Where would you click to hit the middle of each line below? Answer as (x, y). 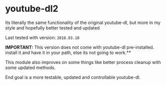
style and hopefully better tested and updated (53, 27)
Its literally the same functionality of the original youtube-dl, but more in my (83, 22)
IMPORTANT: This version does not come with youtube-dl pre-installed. (80, 47)
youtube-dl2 (32, 9)
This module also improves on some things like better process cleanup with (83, 62)
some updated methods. (31, 67)
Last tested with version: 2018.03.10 (42, 37)
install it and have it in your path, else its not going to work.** (68, 52)
